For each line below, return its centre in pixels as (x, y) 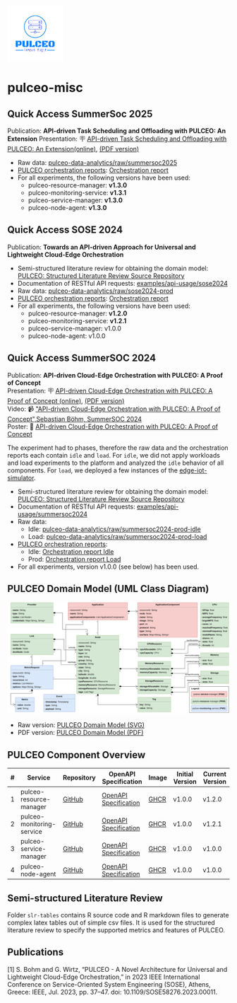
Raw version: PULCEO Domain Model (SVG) (81, 725)
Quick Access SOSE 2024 (65, 230)
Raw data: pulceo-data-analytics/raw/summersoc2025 (97, 163)
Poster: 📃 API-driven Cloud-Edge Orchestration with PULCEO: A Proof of (113, 427)
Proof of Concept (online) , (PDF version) (66, 400)
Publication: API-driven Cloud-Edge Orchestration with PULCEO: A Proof (115, 375)
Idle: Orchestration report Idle (71, 551)
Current (215, 774)
